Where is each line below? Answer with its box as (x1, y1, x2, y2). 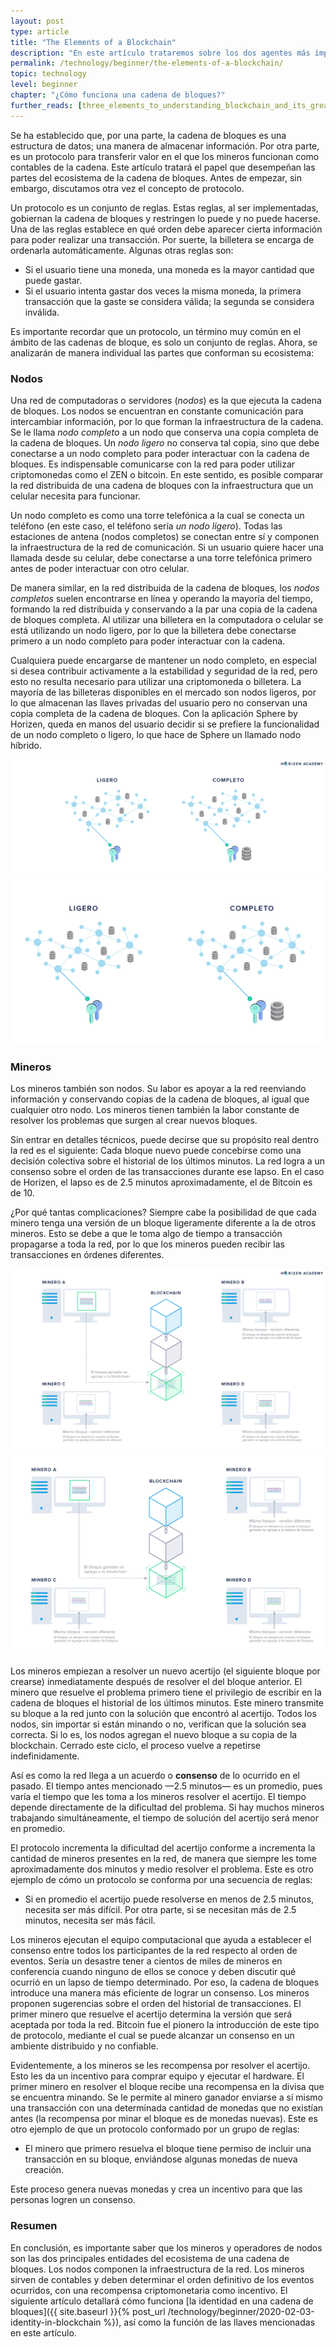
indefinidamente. (10, 1750, 80, 1762)
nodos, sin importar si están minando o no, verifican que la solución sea (10, 1718, 307, 1730)
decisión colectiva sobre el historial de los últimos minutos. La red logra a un (10, 1155, 326, 1167)
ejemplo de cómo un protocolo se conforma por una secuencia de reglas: (10, 1874, 313, 1886)
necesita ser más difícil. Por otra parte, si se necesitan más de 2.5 (24, 1904, 297, 1916)
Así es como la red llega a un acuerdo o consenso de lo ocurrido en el (10, 1770, 300, 1782)
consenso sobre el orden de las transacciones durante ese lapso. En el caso (10, 1166, 325, 1178)
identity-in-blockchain (10, 2316, 102, 2328)
